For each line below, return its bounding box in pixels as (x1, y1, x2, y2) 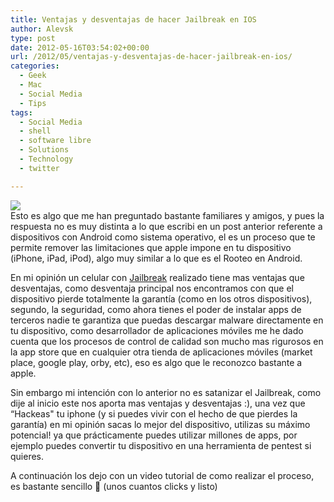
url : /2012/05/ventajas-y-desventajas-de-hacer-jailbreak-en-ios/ (10, 52, 293, 62)
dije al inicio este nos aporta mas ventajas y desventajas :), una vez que (10, 397, 306, 409)
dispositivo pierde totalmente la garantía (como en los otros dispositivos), (10, 292, 313, 305)
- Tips (19, 98, 47, 108)
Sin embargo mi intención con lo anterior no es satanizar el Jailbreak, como (10, 386, 322, 398)
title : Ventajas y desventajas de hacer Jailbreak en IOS (10, 14, 257, 25)
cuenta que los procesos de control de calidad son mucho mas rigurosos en (10, 335, 324, 347)
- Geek (19, 71, 47, 81)
